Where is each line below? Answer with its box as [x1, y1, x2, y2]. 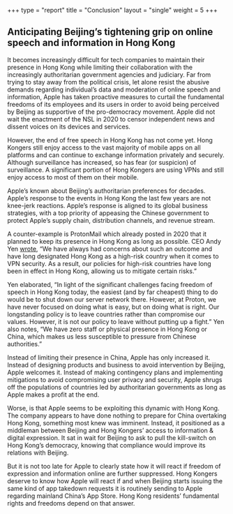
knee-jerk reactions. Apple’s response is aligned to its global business [7, 201, 208, 210]
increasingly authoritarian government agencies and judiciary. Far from [7, 70, 211, 79]
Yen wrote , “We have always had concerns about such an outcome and [7, 244, 213, 253]
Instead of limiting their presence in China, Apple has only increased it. [7, 353, 211, 362]
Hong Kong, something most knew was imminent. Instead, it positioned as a [7, 418, 225, 427]
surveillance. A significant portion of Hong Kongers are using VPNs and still [7, 166, 225, 174]
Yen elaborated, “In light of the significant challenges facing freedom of [7, 280, 213, 288]
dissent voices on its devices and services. [7, 122, 131, 131]
